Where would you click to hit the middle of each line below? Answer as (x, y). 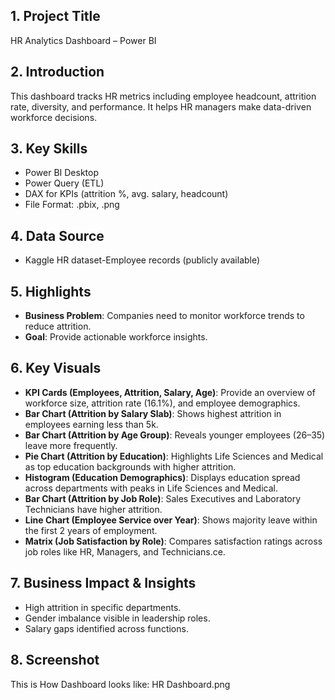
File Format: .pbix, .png (72, 205)
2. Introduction (57, 72)
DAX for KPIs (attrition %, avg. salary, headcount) (126, 194)
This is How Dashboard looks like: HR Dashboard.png (120, 684)
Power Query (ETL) (64, 183)
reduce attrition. (58, 326)
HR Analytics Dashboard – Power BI (83, 40)
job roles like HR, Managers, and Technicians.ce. (125, 551)
